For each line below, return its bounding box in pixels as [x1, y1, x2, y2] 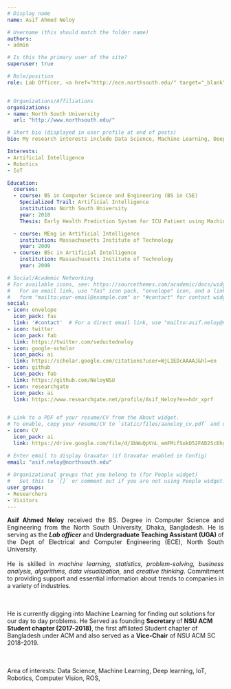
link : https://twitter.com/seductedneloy [13, 338, 134, 346]
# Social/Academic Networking [7, 274, 94, 282]
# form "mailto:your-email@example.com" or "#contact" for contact [7, 293, 211, 301]
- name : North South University [7, 111, 100, 117]
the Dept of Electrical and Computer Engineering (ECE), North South [7, 537, 224, 546]
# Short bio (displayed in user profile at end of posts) [7, 129, 177, 136]
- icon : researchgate [7, 383, 69, 390]
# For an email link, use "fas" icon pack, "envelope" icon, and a [7, 287, 211, 294]
